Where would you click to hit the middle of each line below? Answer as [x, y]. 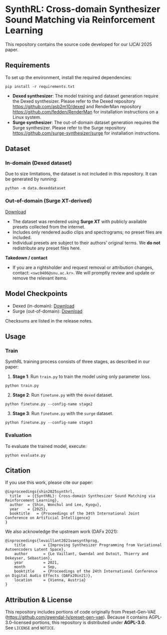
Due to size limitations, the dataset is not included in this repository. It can [81, 174]
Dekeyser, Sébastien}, [29, 558]
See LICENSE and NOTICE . [30, 628]
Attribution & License [39, 600]
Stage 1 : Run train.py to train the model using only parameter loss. [81, 376]
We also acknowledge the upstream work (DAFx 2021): [62, 531]
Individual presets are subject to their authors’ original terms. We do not [86, 242]
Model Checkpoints [36, 294]
